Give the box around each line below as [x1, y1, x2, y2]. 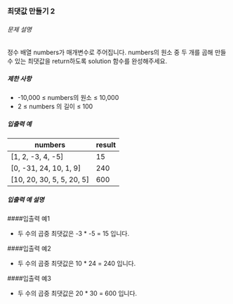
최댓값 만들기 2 [7, 6, 55, 15]
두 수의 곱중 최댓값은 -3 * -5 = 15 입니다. [17, 229, 130, 238]
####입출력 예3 [7, 274, 51, 283]
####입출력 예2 [7, 244, 51, 253]
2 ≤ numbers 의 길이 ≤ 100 [17, 102, 93, 110]
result [95, 140, 116, 150]
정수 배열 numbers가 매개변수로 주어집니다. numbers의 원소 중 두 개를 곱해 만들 [7, 48, 227, 57]
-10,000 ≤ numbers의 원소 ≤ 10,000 [17, 94, 119, 102]
